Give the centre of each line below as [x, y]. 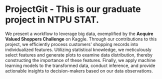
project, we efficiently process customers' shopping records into [72, 44]
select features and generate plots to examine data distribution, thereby [79, 55]
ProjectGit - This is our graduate [73, 9]
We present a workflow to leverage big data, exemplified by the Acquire [79, 33]
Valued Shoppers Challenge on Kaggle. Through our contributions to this [81, 39]
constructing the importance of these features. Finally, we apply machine [80, 60]
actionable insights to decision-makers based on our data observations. [79, 70]
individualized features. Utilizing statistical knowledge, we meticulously [78, 49]
